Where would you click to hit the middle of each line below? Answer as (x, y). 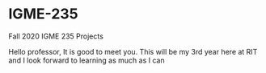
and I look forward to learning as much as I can (87, 60)
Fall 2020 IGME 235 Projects (56, 36)
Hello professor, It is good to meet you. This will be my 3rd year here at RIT (133, 51)
